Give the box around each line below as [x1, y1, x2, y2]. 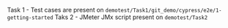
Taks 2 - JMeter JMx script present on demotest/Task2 [54, 13, 208, 21]
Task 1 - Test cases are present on [7, 6, 104, 14]
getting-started [7, 14, 53, 21]
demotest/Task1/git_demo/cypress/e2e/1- [105, 7, 223, 14]
